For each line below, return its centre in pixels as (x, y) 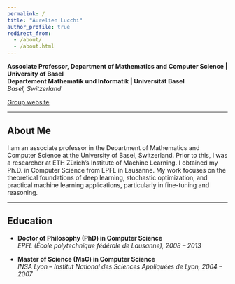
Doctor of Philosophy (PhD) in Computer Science (90, 238)
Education (30, 221)
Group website (28, 102)
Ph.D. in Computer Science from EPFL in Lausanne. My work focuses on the (116, 170)
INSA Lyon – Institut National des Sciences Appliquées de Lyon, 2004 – (120, 266)
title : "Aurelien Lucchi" (45, 20)
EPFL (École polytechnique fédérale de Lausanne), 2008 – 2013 (109, 245)
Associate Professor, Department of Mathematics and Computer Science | (117, 66)
